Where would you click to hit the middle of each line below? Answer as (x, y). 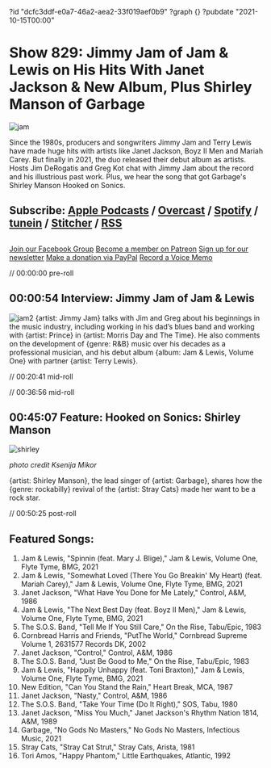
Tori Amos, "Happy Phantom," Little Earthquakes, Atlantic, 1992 (126, 756)
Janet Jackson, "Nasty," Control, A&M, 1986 (94, 696)
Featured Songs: (52, 539)
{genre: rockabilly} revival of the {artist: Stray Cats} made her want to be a (133, 489)
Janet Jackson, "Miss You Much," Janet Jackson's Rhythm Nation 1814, (140, 713)
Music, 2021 (41, 739)
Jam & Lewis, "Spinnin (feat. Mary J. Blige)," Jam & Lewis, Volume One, (139, 558)
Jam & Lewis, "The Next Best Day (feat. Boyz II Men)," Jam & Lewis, (133, 610)
